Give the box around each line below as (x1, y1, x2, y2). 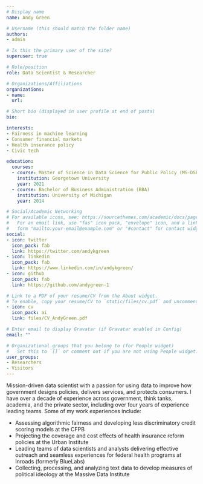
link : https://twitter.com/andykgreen (11, 248, 110, 254)
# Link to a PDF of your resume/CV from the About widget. (6, 293, 158, 299)
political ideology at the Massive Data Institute (14, 471, 130, 478)
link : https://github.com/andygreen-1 (11, 282, 110, 288)
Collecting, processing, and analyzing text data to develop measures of (14, 464, 193, 471)
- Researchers (6, 359, 42, 366)
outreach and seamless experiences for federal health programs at (14, 451, 182, 459)
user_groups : (6, 354, 39, 360)
